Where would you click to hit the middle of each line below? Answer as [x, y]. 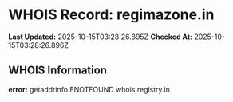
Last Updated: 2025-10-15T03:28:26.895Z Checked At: [101, 37]
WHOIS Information [58, 71]
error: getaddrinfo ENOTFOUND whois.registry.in [89, 89]
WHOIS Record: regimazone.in [111, 15]
